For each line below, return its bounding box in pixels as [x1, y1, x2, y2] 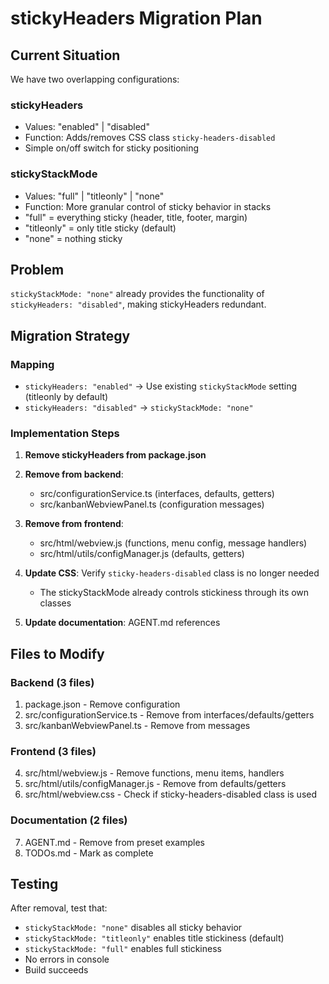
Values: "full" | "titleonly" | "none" [24, 190, 165, 202]
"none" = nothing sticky [24, 232, 123, 244]
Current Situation [10, 47, 121, 64]
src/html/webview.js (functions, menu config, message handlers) [39, 537, 308, 549]
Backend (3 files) [10, 675, 95, 689]
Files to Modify [10, 645, 105, 662]
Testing [10, 876, 59, 893]
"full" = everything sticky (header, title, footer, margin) [24, 211, 248, 223]
